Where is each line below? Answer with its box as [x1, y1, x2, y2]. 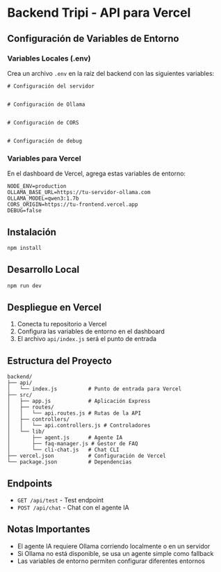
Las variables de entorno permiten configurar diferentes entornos [17, 557, 205, 565]
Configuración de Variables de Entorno [7, 33, 179, 45]
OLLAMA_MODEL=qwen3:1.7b [7, 195, 79, 202]
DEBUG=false [7, 207, 42, 214]
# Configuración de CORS [7, 119, 79, 126]
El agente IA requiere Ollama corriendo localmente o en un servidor [17, 541, 211, 550]
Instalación [7, 226, 57, 238]
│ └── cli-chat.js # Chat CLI [7, 447, 120, 454]
